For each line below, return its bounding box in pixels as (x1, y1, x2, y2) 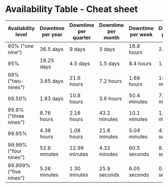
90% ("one (7, 42, 34, 49)
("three (7, 112, 24, 119)
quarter (72, 34, 91, 41)
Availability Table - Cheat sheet (5, 3, 138, 15)
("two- (7, 77, 24, 84)
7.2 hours (99, 77, 122, 84)
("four (7, 147, 22, 154)
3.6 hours (99, 95, 122, 102)
